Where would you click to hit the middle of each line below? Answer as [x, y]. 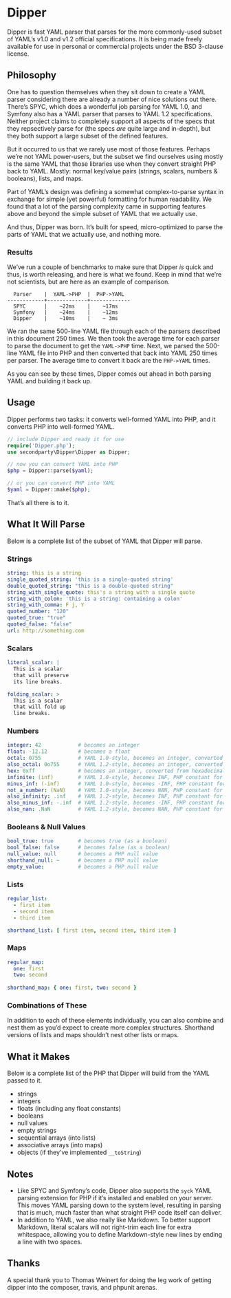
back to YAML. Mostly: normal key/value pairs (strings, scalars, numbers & [112, 171]
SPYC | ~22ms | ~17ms [66, 307]
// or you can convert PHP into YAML [61, 483]
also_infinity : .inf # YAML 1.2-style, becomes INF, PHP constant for [115, 796]
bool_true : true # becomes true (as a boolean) [87, 841]
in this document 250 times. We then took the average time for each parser [113, 339]
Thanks [24, 1263]
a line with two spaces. [49, 1242]
